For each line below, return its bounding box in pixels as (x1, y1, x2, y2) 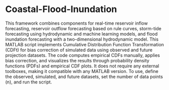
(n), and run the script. (5, 79, 52, 85)
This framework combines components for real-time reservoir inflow (5, 20, 148, 26)
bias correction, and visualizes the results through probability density (5, 57, 150, 63)
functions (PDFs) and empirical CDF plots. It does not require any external (5, 63, 159, 69)
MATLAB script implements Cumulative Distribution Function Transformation (5, 41, 164, 47)
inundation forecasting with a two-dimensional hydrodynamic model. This (5, 36, 159, 42)
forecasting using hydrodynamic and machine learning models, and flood (5, 31, 158, 37)
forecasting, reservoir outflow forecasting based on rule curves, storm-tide (5, 25, 162, 31)
